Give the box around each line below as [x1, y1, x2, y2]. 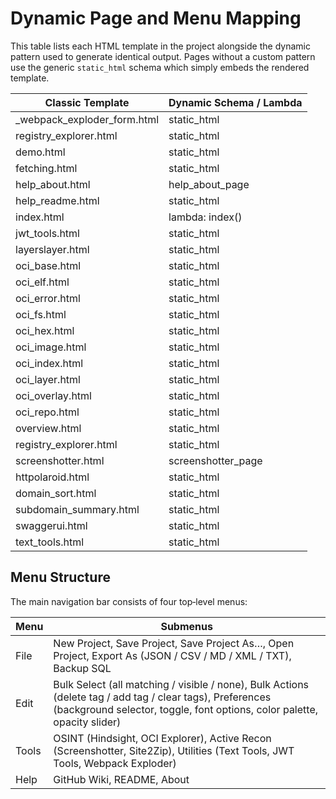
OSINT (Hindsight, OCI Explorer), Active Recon [53, 731, 272, 745]
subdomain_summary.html [15, 502, 140, 516]
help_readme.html [15, 193, 100, 207]
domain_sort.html [15, 486, 97, 500]
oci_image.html [15, 340, 87, 354]
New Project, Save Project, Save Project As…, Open [53, 636, 295, 650]
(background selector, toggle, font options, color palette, [53, 702, 318, 716]
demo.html [15, 145, 66, 159]
